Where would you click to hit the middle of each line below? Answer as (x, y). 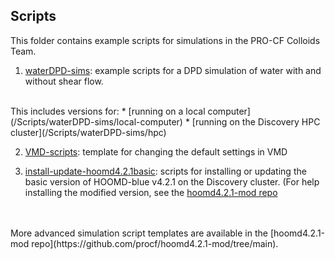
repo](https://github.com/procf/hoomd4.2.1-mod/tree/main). (155, 243)
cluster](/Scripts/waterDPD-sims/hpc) (88, 132)
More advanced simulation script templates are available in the (139, 233)
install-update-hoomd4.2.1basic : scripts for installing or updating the (165, 171)
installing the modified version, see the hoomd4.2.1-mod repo (151, 192)
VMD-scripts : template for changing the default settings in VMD (156, 151)
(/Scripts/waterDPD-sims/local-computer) (96, 121)
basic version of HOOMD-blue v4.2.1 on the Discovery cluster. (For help (172, 181)
